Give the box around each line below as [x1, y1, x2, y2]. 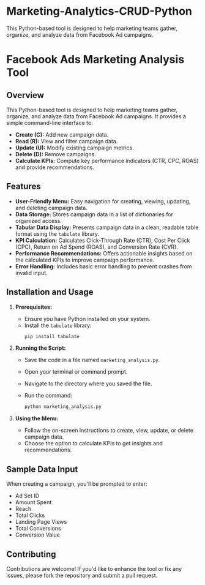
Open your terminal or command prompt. [24, 368, 128, 376]
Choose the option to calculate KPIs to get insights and [24, 440, 163, 447]
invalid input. [15, 269, 48, 276]
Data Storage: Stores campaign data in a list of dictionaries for [15, 210, 173, 218]
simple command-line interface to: [6, 119, 93, 126]
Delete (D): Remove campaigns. [15, 150, 96, 157]
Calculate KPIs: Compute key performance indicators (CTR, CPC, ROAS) [15, 157, 199, 164]
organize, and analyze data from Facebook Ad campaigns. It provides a [6, 112, 187, 120]
